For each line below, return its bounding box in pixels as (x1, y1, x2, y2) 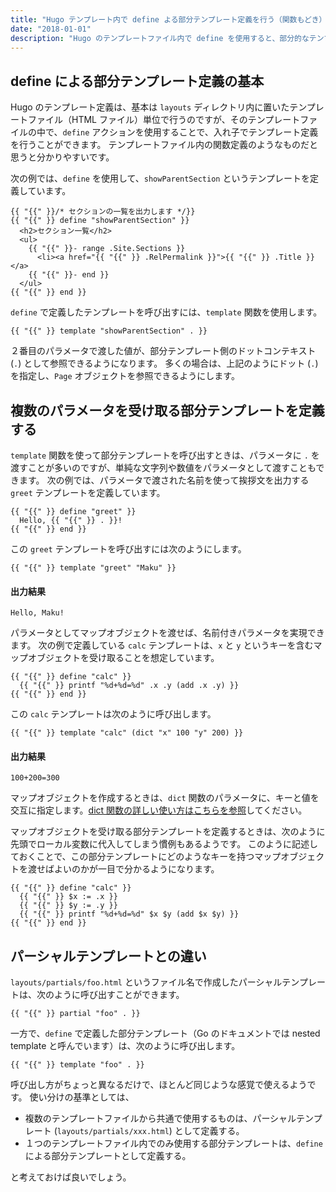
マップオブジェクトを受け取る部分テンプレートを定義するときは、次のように (10, 826, 326, 838)
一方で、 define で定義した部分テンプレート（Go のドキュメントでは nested (10, 1027, 321, 1040)
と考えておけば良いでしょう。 (10, 1171, 132, 1183)
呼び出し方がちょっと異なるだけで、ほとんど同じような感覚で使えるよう (10, 1079, 308, 1091)
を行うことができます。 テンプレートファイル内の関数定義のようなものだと (10, 139, 319, 151)
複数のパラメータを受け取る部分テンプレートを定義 (10, 402, 325, 419)
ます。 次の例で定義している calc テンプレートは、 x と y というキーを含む (10, 639, 314, 651)
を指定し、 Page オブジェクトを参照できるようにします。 (10, 370, 240, 382)
